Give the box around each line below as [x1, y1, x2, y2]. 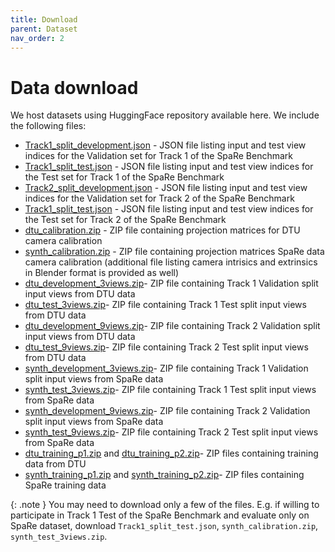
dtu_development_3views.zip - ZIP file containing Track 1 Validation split [24, 277, 319, 290]
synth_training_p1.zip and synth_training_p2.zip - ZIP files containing [24, 469, 305, 481]
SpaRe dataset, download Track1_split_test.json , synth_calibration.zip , [10, 520, 319, 532]
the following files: [10, 120, 87, 132]
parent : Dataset [10, 24, 78, 34]
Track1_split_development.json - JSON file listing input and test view [24, 139, 307, 151]
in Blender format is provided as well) [24, 267, 180, 279]
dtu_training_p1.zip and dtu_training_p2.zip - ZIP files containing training [24, 447, 319, 460]
